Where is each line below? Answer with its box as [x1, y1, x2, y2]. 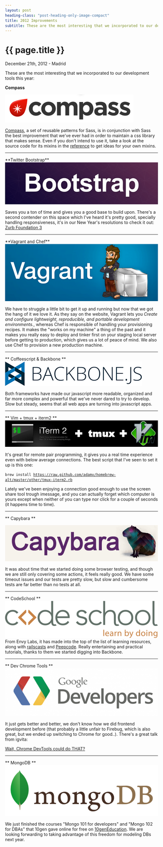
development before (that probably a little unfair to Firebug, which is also [5, 726, 150, 732]
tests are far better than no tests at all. [5, 581, 81, 587]
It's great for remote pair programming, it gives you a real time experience [5, 452, 153, 457]
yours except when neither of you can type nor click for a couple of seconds [5, 496, 158, 502]
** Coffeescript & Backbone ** [5, 356, 66, 362]
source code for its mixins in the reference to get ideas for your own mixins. [5, 143, 156, 149]
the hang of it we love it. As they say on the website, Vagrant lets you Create [5, 311, 158, 317]
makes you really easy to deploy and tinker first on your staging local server [5, 332, 157, 338]
